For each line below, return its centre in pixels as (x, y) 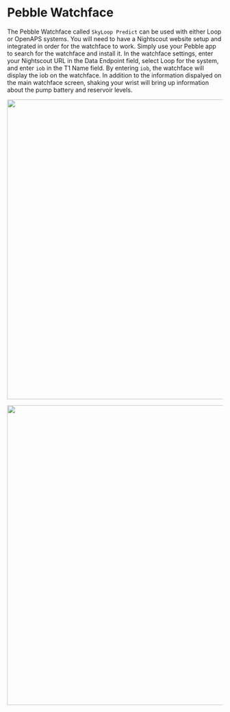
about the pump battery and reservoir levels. (70, 90)
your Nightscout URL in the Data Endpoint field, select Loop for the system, (113, 60)
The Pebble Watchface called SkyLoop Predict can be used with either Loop (114, 32)
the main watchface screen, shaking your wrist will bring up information (108, 82)
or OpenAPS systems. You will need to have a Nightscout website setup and (114, 38)
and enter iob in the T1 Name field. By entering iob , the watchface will (105, 68)
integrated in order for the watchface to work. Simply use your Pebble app (112, 46)
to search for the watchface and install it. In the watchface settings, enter (110, 53)
